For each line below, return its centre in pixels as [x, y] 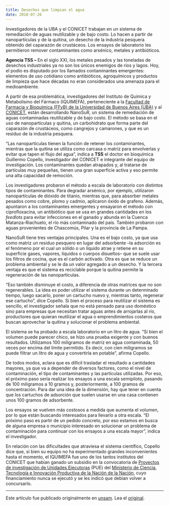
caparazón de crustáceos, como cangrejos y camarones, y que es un [77, 128]
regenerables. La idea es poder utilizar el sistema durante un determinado [82, 290]
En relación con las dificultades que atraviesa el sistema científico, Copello [83, 446]
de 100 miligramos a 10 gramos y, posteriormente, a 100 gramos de [75, 384]
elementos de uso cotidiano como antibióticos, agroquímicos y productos [81, 76]
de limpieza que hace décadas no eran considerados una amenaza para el [83, 81]
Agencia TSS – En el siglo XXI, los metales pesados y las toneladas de [78, 60]
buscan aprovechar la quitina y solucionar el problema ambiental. [73, 322]
